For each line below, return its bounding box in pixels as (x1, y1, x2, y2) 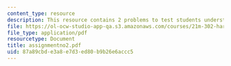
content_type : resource (7, 10, 76, 17)
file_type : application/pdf (7, 29, 88, 36)
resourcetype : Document (7, 36, 76, 43)
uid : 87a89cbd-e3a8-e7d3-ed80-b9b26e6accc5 (7, 49, 134, 56)
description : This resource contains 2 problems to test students (7, 16, 201, 23)
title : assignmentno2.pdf (7, 42, 81, 49)
